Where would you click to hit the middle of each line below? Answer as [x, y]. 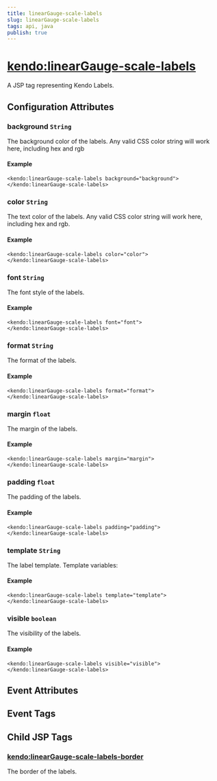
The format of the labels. [42, 361]
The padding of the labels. [44, 497]
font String [26, 277]
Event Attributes [43, 690]
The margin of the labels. [42, 428]
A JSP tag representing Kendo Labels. [61, 86]
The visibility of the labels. [44, 633]
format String [30, 345]
